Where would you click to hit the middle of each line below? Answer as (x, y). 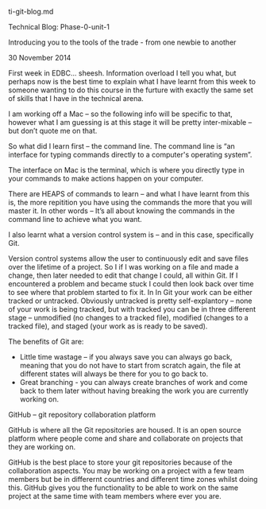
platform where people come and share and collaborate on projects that (126, 438)
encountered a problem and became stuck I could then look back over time (131, 284)
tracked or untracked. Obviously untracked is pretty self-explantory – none (130, 301)
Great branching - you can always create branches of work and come (133, 382)
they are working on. (42, 447)
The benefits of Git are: (46, 342)
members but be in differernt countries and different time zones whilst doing (133, 479)
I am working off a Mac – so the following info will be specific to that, (120, 114)
